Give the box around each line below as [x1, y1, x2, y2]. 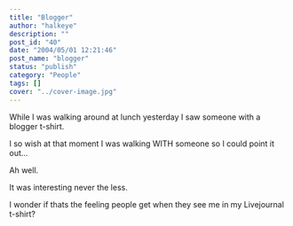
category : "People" [9, 71, 82, 80]
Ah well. [9, 165, 39, 175]
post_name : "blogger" [9, 54, 90, 63]
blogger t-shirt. [9, 121, 65, 131]
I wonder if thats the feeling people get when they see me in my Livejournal [9, 199, 284, 209]
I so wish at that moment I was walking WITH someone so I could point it [9, 138, 275, 149]
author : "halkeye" [9, 21, 77, 30]
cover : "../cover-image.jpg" [9, 87, 117, 96]
